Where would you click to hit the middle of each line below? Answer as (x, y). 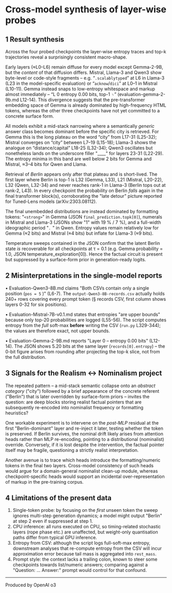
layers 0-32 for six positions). (36, 304)
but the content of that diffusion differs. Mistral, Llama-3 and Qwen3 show (84, 72)
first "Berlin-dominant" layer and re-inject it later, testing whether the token (84, 428)
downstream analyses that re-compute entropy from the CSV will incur (87, 548)
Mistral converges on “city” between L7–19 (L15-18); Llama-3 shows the (81, 142)
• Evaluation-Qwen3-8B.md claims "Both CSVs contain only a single (77, 288)
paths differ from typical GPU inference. (55, 538)
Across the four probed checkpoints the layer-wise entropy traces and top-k (86, 52)
